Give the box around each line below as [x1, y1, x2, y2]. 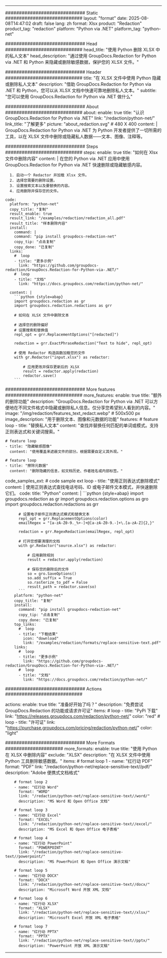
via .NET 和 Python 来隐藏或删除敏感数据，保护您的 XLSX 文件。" [5, 59, 139, 65]
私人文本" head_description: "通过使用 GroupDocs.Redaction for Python [9, 53, 157, 59]
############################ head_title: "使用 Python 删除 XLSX [5, 47, 155, 52]
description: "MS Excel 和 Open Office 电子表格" [18, 827, 120, 832]
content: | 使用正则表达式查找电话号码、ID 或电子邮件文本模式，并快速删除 [5, 484, 158, 490]
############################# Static [5, 10, 98, 15]
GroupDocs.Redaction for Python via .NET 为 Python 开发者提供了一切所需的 [5, 128, 162, 133]
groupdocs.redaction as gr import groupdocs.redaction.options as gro [5, 496, 149, 502]
